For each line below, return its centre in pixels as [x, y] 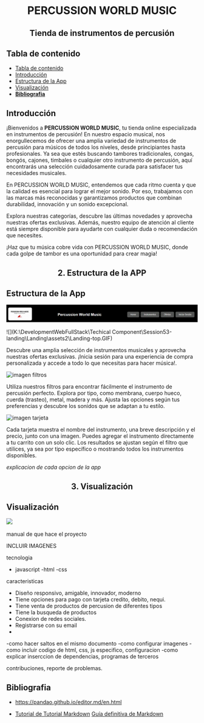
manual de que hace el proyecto [46, 534]
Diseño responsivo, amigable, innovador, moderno [78, 593]
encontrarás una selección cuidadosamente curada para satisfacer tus [95, 167]
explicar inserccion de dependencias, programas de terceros [83, 657]
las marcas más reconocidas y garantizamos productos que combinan [94, 198]
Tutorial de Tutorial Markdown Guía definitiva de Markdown [89, 714]
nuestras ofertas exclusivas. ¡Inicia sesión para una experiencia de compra [100, 357]
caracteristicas [25, 581]
